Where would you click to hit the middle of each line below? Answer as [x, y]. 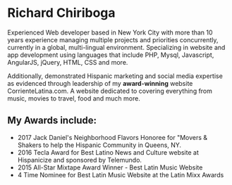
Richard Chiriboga [61, 13]
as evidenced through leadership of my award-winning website [100, 83]
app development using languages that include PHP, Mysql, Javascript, [111, 55]
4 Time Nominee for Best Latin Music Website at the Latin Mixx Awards [121, 174]
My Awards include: [52, 121]
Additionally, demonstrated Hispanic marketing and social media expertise [115, 76]
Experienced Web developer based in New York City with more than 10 [110, 32]
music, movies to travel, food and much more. [74, 98]
